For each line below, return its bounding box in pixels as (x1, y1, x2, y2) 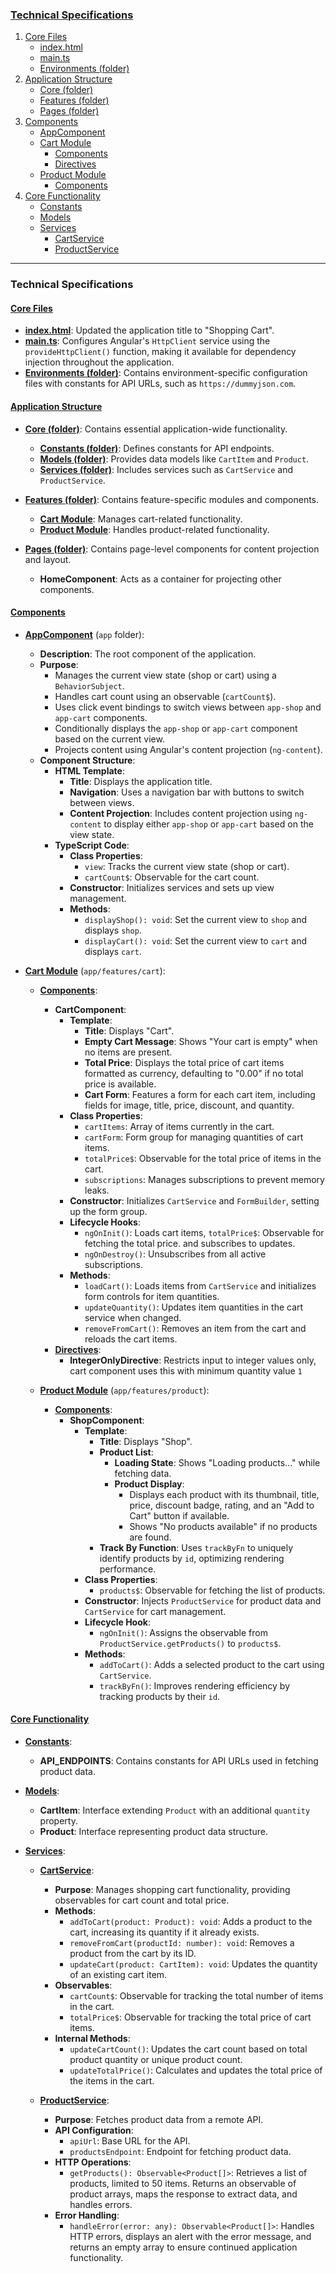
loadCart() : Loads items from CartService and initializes (84, 1279, 317, 1292)
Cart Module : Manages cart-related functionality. (39, 513, 243, 525)
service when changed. (84, 1311, 182, 1323)
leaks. (84, 1184, 110, 1196)
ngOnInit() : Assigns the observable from (99, 1626, 268, 1638)
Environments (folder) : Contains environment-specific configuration (24, 367, 308, 379)
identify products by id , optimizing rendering (99, 1552, 285, 1564)
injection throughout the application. (24, 356, 175, 368)
